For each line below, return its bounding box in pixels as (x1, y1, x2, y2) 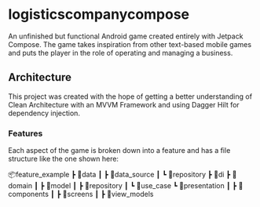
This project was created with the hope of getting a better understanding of (8, 92, 253, 101)
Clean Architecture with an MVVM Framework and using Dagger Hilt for (8, 100, 240, 109)
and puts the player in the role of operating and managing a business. (8, 48, 233, 57)
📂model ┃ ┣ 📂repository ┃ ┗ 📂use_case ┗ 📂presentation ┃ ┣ (46, 181, 237, 191)
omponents (8, 190, 49, 199)
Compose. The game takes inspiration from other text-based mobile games (8, 39, 252, 49)
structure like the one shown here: (8, 154, 119, 164)
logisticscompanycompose (8, 5, 190, 24)
